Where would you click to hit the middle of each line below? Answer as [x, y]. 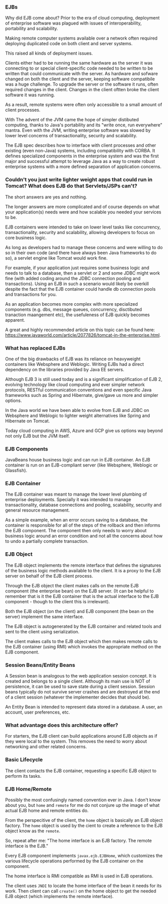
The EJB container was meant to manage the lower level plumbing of [76, 494]
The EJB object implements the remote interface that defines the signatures [83, 565]
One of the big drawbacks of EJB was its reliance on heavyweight [73, 359]
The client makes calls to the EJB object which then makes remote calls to [81, 641]
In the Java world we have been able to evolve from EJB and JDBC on [77, 410]
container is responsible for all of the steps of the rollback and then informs [83, 525]
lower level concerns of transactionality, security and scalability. [71, 136]
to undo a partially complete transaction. [47, 541]
